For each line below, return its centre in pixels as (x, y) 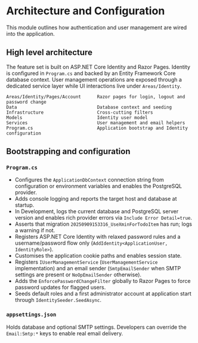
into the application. (30, 33)
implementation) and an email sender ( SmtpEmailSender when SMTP (98, 269)
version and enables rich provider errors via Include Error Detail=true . (103, 218)
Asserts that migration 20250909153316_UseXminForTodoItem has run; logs (103, 224)
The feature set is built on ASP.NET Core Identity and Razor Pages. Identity (98, 67)
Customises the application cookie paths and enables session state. (98, 256)
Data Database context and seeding (89, 107)
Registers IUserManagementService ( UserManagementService (86, 262)
